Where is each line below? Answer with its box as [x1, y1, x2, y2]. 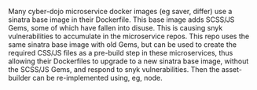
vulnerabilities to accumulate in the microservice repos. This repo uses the [8, 31, 250, 41]
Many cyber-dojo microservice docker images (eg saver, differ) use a [8, 7, 233, 16]
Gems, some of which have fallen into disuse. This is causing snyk [8, 23, 223, 32]
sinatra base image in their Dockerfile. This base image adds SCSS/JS [8, 15, 235, 24]
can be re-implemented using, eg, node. [32, 74, 163, 82]
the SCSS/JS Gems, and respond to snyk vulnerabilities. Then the [8, 65, 220, 74]
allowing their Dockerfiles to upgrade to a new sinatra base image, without [8, 56, 249, 66]
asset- [221, 65, 242, 74]
